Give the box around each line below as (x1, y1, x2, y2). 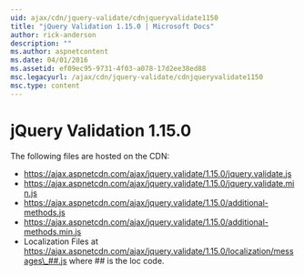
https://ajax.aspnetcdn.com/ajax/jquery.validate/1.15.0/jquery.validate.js (23, 168, 292, 178)
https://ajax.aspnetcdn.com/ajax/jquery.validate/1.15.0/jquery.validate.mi (23, 178, 295, 188)
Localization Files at (23, 236, 99, 247)
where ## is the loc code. (68, 255, 165, 266)
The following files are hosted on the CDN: (10, 150, 170, 161)
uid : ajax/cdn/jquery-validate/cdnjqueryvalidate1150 (10, 13, 219, 23)
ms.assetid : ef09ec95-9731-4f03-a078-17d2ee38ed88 (10, 65, 207, 74)
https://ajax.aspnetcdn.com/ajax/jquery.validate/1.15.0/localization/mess (23, 245, 294, 256)
